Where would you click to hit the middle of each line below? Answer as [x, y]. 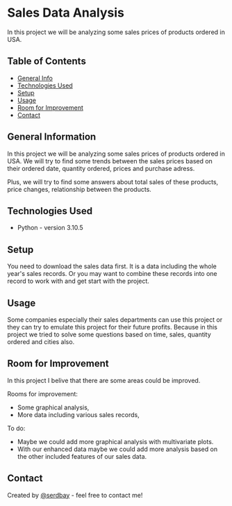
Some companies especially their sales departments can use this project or [115, 320]
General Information [52, 137]
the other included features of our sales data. [82, 456]
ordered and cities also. [41, 342]
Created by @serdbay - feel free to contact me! [75, 495]
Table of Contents [47, 62]
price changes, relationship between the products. [79, 189]
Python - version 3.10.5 [50, 228]
